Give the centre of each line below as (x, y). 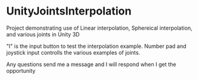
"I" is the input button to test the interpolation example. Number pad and (96, 46)
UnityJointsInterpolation (69, 11)
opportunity (21, 70)
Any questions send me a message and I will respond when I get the (91, 64)
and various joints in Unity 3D (43, 34)
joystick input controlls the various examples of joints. (73, 52)
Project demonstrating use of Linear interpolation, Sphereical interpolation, (99, 28)
